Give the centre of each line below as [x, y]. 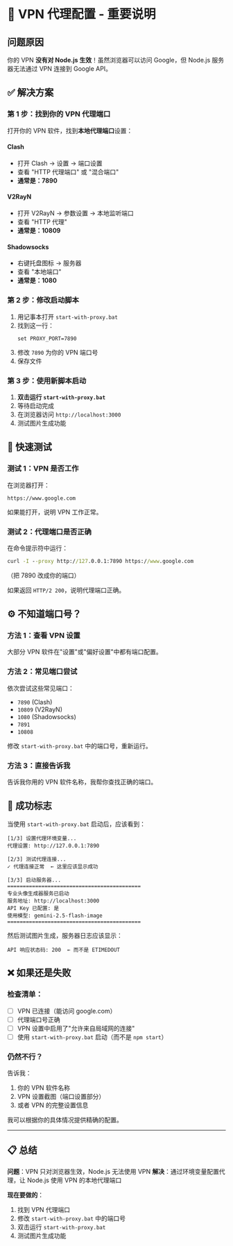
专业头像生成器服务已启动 [38, 893]
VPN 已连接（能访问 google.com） [67, 1011]
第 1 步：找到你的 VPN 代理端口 [59, 114]
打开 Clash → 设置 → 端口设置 [60, 163]
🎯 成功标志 [29, 806]
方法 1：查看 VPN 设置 [44, 636]
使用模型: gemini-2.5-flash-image [55, 916]
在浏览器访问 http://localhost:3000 [69, 414]
